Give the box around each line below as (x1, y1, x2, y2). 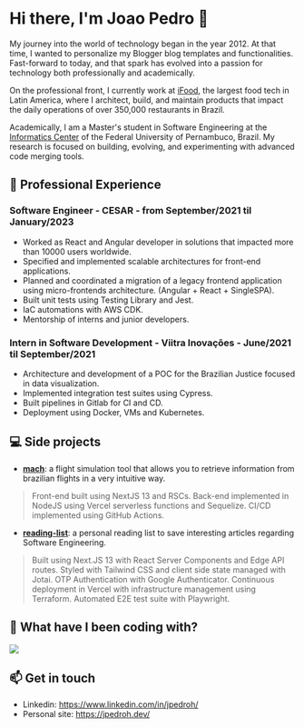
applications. (22, 265, 71, 276)
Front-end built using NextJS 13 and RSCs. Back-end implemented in (31, 490, 289, 501)
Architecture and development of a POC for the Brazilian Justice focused (22, 368, 296, 379)
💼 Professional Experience (9, 177, 162, 193)
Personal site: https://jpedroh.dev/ (22, 709, 151, 720)
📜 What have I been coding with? (9, 620, 198, 635)
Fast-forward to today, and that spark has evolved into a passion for (9, 57, 263, 68)
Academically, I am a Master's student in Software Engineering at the (9, 122, 268, 133)
